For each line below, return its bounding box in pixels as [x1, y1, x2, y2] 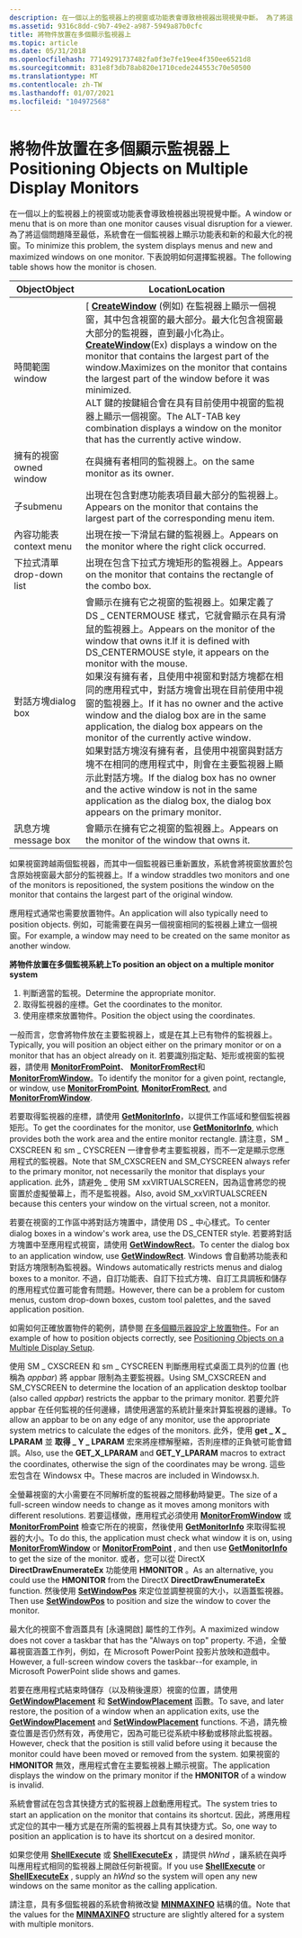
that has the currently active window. [84, 433, 242, 446]
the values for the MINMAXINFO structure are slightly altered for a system [9, 1909, 285, 1920]
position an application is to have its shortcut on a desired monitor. [9, 1831, 256, 1842]
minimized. [84, 384, 132, 396]
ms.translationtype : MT [9, 72, 99, 81]
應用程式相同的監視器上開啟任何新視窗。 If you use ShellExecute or [16, 1861, 266, 1871]
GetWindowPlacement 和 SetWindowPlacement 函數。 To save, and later [9, 1696, 285, 1707]
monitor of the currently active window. [84, 731, 252, 744]
